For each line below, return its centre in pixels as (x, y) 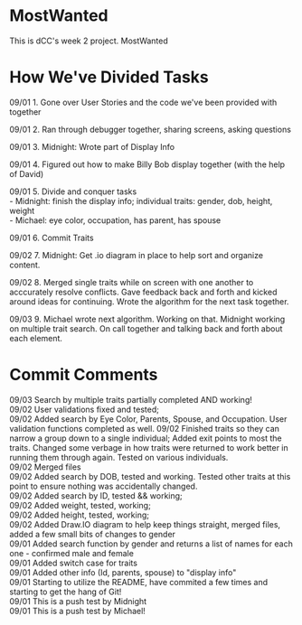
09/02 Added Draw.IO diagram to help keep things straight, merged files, (145, 524)
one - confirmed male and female (71, 553)
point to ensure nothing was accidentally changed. (104, 486)
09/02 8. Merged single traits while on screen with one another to (132, 282)
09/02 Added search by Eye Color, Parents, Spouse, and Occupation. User (148, 419)
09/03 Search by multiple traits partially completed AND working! (131, 399)
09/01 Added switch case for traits (74, 563)
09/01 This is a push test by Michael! (78, 611)
